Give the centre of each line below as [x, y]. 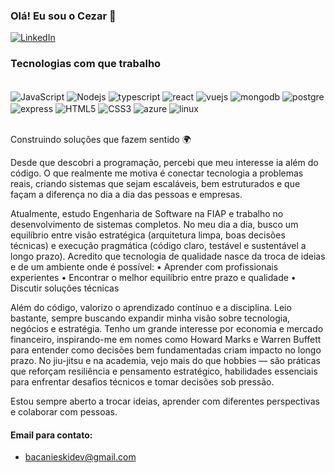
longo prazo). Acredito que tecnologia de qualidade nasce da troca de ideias [168, 256]
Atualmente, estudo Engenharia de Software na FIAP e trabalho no [147, 213]
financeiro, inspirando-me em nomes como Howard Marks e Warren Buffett [166, 339]
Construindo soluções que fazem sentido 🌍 [101, 139]
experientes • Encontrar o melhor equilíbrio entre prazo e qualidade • [153, 277]
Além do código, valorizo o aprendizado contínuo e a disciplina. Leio [151, 307]
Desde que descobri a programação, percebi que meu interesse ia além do [164, 162]
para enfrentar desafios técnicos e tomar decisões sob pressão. [142, 381]
